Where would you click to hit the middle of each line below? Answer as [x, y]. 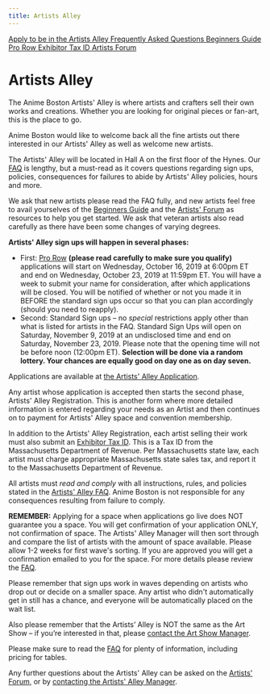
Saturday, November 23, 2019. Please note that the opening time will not [140, 343]
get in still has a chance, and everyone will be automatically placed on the [131, 600]
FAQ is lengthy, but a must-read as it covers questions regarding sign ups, [131, 168]
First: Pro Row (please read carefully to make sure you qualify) [126, 257]
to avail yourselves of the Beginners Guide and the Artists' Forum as [121, 209]
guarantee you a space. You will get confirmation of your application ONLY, [133, 525]
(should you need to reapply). [69, 309]
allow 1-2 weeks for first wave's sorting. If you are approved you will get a [131, 550]
